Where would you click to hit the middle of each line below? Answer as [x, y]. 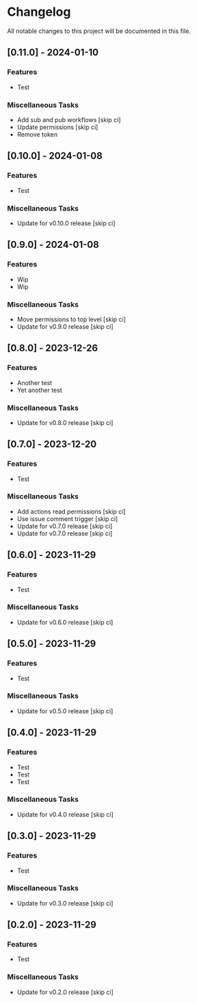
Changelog [39, 12]
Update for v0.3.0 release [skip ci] [65, 903]
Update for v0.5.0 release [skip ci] [65, 711]
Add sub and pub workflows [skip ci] [69, 119]
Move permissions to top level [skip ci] [71, 319]
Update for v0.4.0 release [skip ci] [65, 814]
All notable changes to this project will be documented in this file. [99, 31]
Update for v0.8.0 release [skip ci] [65, 422]
